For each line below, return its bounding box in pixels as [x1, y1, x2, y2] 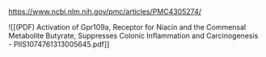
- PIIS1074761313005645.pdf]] [8, 39, 110, 49]
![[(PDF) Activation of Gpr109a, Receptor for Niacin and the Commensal [8, 22, 247, 31]
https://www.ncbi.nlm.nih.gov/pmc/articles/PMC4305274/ [8, 7, 202, 16]
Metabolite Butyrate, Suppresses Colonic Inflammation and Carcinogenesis [8, 31, 259, 40]
